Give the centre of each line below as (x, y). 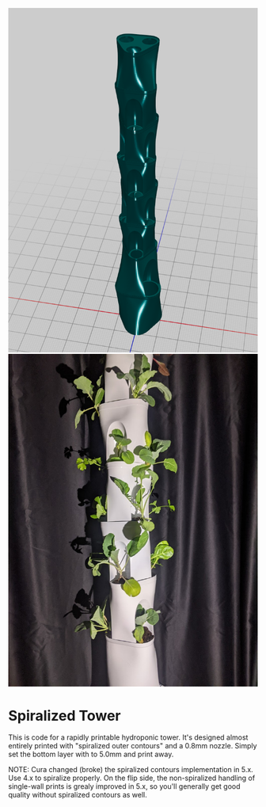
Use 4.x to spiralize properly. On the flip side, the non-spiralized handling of (132, 778)
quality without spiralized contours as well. (78, 795)
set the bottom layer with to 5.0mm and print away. (91, 754)
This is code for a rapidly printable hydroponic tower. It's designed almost (128, 737)
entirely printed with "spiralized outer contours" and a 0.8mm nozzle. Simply (133, 746)
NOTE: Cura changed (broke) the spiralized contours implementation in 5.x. (131, 770)
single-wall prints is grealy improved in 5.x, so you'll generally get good (124, 786)
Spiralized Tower (65, 716)
